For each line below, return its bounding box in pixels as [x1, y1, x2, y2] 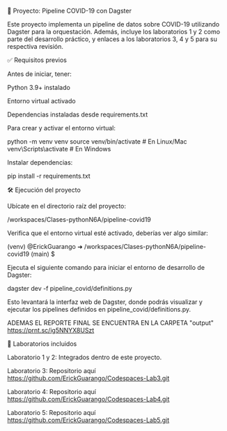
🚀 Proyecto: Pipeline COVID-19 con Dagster [7, 7, 132, 15]
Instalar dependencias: [7, 158, 73, 167]
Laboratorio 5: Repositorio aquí [7, 409, 96, 416]
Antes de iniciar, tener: [7, 70, 72, 78]
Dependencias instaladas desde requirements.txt [7, 110, 148, 119]
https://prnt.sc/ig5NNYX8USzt [7, 326, 95, 334]
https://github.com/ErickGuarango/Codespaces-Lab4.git [7, 395, 170, 403]
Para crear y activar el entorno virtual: [7, 124, 116, 132]
